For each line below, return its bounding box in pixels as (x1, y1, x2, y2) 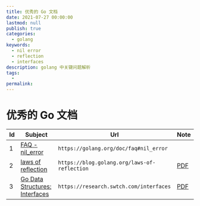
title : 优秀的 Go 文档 (6, 8, 58, 15)
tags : (6, 70, 20, 76)
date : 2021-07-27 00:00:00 (6, 14, 73, 20)
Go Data (20, 174, 43, 183)
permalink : (6, 81, 33, 87)
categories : (6, 31, 36, 37)
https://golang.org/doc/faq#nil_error (58, 144, 168, 152)
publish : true (6, 25, 42, 32)
